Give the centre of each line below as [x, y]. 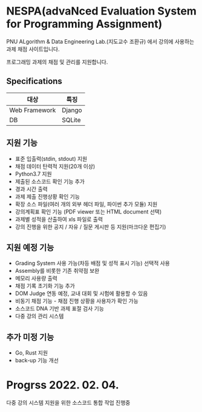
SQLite [71, 120]
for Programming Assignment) [84, 24]
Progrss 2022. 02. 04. [63, 385]
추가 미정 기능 [30, 337]
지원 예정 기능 [30, 247]
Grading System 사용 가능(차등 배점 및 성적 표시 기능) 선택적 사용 [93, 263]
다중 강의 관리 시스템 [39, 316]
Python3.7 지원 [34, 174]
